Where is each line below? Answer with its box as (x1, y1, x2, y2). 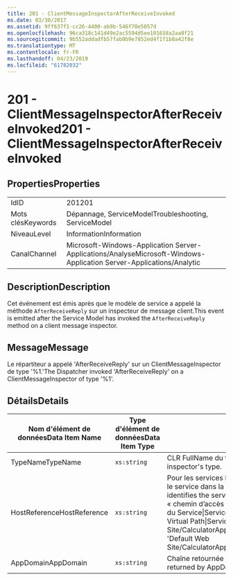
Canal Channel (10, 249, 57, 259)
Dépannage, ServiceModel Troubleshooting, (66, 209, 209, 218)
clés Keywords (10, 218, 57, 227)
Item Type (120, 442, 155, 451)
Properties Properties (7, 178, 101, 190)
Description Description (7, 281, 111, 293)
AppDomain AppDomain (10, 558, 88, 568)
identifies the (166, 490, 210, 500)
